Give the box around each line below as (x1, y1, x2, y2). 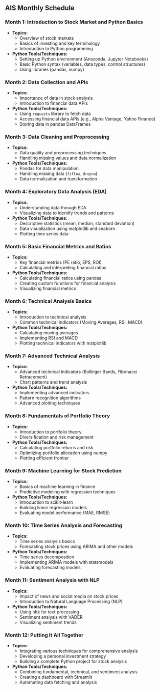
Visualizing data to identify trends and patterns (19, 210, 114, 216)
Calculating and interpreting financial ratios (19, 264, 107, 270)
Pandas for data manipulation (19, 166, 79, 172)
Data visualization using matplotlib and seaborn (19, 226, 115, 231)
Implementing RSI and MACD (19, 335, 78, 341)
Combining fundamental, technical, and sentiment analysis (19, 668, 138, 675)
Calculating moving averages (19, 330, 78, 336)
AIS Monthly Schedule (5, 4, 75, 12)
